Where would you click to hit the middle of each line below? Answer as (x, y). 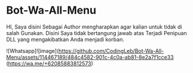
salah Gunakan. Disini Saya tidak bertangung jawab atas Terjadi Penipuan (96, 33)
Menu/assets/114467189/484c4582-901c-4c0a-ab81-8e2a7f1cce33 (90, 57)
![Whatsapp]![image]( (33, 50)
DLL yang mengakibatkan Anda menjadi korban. (65, 39)
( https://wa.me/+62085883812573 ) (50, 64)
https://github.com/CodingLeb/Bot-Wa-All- (111, 50)
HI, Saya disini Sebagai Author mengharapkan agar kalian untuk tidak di (94, 27)
